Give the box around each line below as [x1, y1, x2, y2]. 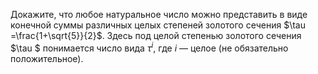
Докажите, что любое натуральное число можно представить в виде [10, 9, 308, 20]
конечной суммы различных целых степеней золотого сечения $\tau [10, 19, 306, 31]
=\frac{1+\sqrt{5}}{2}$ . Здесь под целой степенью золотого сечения [10, 30, 302, 41]
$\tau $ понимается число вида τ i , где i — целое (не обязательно [10, 40, 289, 54]
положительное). [10, 52, 84, 64]
